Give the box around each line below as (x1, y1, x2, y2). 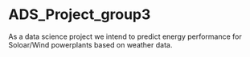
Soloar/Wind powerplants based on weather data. (8, 40, 173, 49)
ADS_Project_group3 (8, 6, 151, 24)
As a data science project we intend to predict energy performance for (8, 32, 243, 41)
